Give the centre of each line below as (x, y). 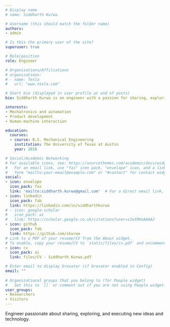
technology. (18, 319)
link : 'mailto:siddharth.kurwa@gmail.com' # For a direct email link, (87, 191)
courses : (19, 135)
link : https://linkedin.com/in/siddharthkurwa (60, 206)
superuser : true (22, 47)
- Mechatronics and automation (38, 112)
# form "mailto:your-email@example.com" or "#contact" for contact (80, 173)
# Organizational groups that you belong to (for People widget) (75, 280)
